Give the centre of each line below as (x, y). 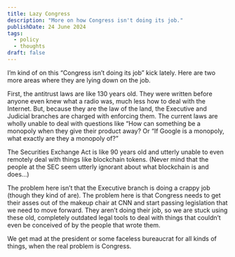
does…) (18, 174)
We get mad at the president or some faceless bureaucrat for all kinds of (112, 238)
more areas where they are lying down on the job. (79, 80)
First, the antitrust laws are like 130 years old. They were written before (110, 93)
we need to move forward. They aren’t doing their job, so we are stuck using (117, 210)
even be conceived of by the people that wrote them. (84, 225)
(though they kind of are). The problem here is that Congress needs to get (114, 195)
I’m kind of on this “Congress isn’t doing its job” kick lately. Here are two (112, 72)
